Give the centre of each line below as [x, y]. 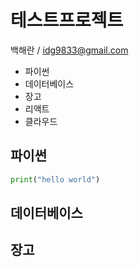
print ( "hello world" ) [55, 179]
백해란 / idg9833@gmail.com [69, 50]
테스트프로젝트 [67, 20]
